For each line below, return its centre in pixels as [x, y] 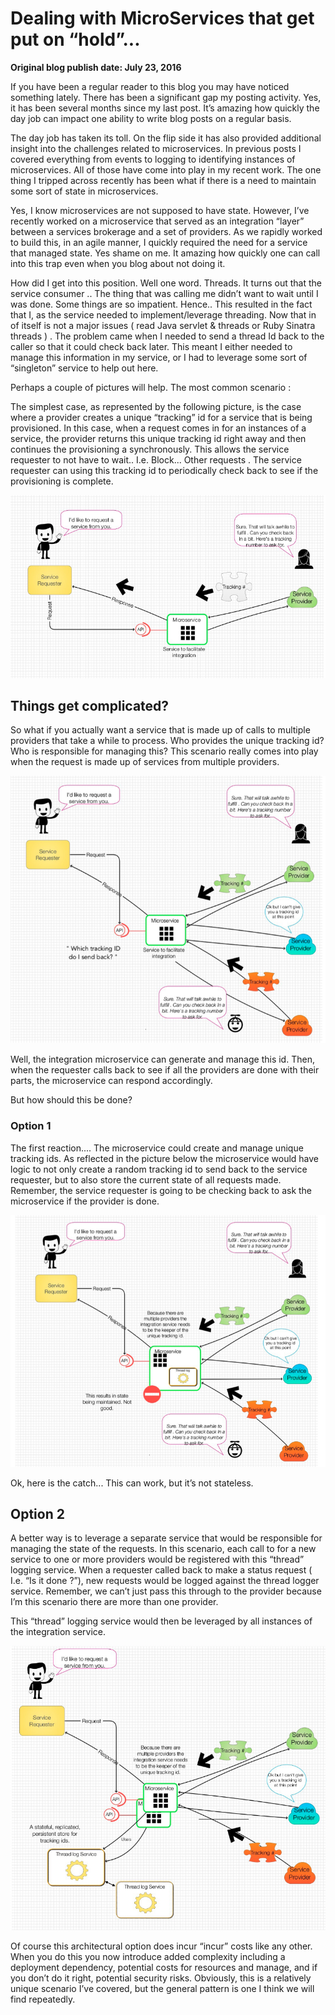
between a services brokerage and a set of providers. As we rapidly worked [166, 231]
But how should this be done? [71, 1100]
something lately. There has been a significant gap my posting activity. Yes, [166, 97]
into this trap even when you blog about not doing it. [118, 263]
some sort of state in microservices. [84, 191]
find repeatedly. [43, 1999]
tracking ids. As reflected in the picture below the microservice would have [165, 1158]
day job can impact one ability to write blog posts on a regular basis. [151, 118]
